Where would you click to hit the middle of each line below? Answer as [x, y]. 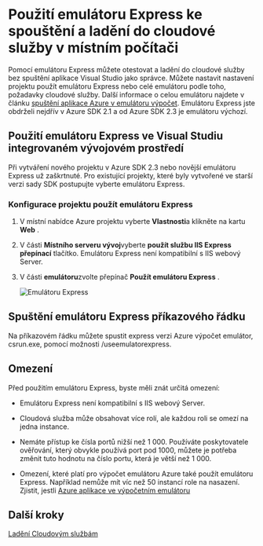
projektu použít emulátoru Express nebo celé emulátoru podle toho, [117, 86]
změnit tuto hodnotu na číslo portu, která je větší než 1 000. [115, 458]
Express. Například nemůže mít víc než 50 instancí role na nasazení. [130, 482]
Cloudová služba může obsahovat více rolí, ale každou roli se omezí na [134, 418]
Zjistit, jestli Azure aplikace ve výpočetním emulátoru [105, 490]
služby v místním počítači [93, 48]
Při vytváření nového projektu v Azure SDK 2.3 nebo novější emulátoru [122, 167]
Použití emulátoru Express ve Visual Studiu [116, 136]
